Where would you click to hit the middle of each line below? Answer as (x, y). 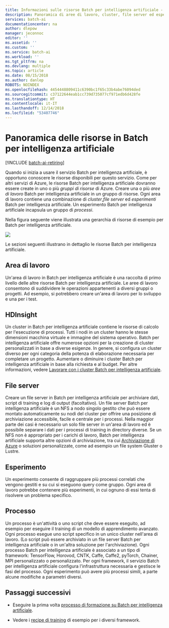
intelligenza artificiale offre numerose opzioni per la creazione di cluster (79, 343)
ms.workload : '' (22, 57)
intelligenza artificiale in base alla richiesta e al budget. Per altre (71, 364)
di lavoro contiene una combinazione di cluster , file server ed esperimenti (81, 199)
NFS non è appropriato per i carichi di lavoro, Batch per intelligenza (75, 435)
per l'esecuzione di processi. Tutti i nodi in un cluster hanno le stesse (77, 332)
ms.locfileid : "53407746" (32, 113)
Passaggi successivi (38, 593)
